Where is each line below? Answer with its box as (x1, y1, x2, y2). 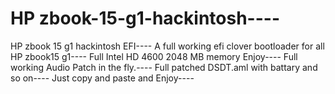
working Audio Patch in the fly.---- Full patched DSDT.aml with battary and (10, 61, 318, 73)
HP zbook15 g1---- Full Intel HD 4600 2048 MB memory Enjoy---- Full (10, 50, 298, 62)
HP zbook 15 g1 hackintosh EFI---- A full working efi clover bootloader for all (10, 40, 325, 52)
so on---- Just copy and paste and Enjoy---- (10, 72, 195, 84)
